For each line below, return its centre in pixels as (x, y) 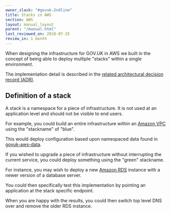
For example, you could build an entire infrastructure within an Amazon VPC (85, 123)
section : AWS (19, 20)
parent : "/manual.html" (31, 29)
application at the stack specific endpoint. (50, 190)
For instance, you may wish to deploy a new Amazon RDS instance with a (83, 169)
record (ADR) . (20, 80)
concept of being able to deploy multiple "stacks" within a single (74, 59)
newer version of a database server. (43, 175)
